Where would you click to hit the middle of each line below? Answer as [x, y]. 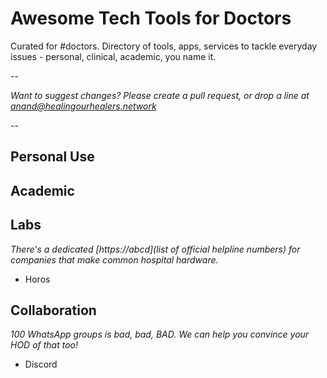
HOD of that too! [44, 345]
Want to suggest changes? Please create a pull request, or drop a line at [160, 95]
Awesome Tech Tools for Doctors [151, 18]
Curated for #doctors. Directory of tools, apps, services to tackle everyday [164, 46]
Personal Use [52, 157]
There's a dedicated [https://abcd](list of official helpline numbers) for [155, 249]
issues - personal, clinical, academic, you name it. [113, 56]
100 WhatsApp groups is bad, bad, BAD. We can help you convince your [160, 334]
